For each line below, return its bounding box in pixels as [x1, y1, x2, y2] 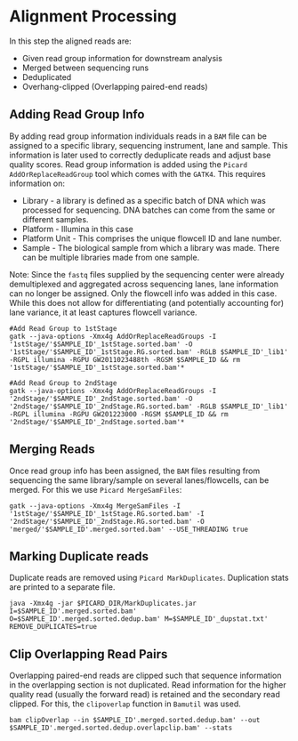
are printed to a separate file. [9, 582, 116, 592]
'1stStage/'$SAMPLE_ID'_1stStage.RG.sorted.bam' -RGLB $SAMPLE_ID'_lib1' [9, 347, 289, 357]
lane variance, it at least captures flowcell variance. [9, 307, 197, 318]
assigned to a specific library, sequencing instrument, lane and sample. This [9, 140, 288, 150]
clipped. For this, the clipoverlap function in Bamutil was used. [9, 698, 242, 709]
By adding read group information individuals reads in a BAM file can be [9, 131, 267, 141]
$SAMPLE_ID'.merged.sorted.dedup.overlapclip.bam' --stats [9, 723, 233, 733]
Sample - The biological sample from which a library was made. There [21, 242, 280, 253]
